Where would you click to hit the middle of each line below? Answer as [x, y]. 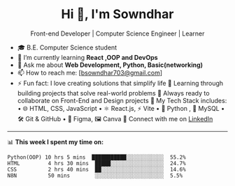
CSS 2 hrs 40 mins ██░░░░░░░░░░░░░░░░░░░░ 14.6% [97, 169]
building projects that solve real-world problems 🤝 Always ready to [113, 93]
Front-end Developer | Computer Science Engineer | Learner [117, 33]
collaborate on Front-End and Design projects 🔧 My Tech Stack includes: [122, 100]
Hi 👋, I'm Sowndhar [117, 14]
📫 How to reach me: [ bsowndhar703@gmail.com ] [90, 72]
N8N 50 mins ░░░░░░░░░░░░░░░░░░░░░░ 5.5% [95, 176]
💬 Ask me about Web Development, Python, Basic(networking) [110, 65]
